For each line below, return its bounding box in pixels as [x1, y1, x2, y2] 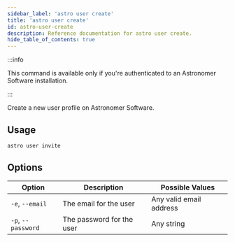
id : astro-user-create [7, 23, 73, 30]
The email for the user [62, 199, 135, 208]
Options [7, 162, 43, 173]
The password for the [62, 214, 134, 224]
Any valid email [151, 194, 201, 204]
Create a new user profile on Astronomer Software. [7, 104, 155, 112]
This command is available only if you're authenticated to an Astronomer [7, 69, 217, 78]
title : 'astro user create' [7, 17, 90, 24]
